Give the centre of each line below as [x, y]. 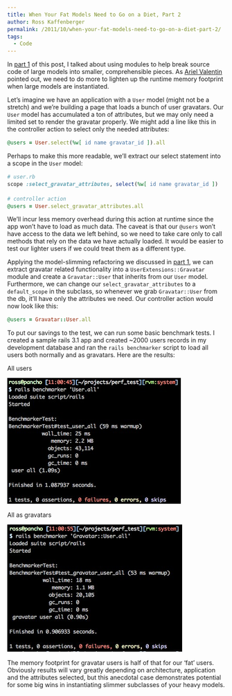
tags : [15, 37]
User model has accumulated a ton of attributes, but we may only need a [110, 115]
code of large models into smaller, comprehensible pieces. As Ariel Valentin [115, 72]
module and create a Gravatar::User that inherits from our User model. [108, 277]
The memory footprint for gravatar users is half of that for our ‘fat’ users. [111, 663]
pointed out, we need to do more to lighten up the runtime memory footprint [115, 79]
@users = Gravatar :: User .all [49, 320]
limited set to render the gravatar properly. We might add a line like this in [112, 122]
